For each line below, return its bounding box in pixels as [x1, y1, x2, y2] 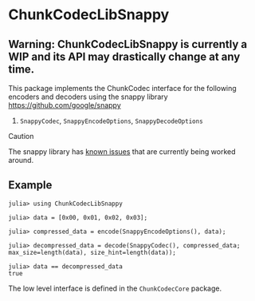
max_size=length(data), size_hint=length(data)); [8, 248, 177, 256]
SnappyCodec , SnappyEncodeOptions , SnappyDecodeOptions [19, 116, 203, 125]
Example [8, 178, 53, 192]
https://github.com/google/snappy [8, 101, 121, 109]
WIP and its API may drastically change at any [8, 50, 241, 63]
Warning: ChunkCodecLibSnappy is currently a [8, 38, 248, 51]
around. [8, 156, 34, 164]
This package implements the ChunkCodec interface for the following [8, 84, 237, 93]
